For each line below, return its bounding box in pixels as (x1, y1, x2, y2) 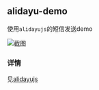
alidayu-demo (7, 5, 68, 17)
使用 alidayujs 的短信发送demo (7, 24, 93, 33)
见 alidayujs (7, 75, 38, 83)
